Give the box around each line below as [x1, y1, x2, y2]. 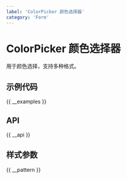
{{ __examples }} [6, 98, 47, 105]
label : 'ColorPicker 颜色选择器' [6, 8, 85, 15]
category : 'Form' [6, 14, 49, 20]
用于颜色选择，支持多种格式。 [6, 63, 79, 70]
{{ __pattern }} [6, 166, 41, 173]
